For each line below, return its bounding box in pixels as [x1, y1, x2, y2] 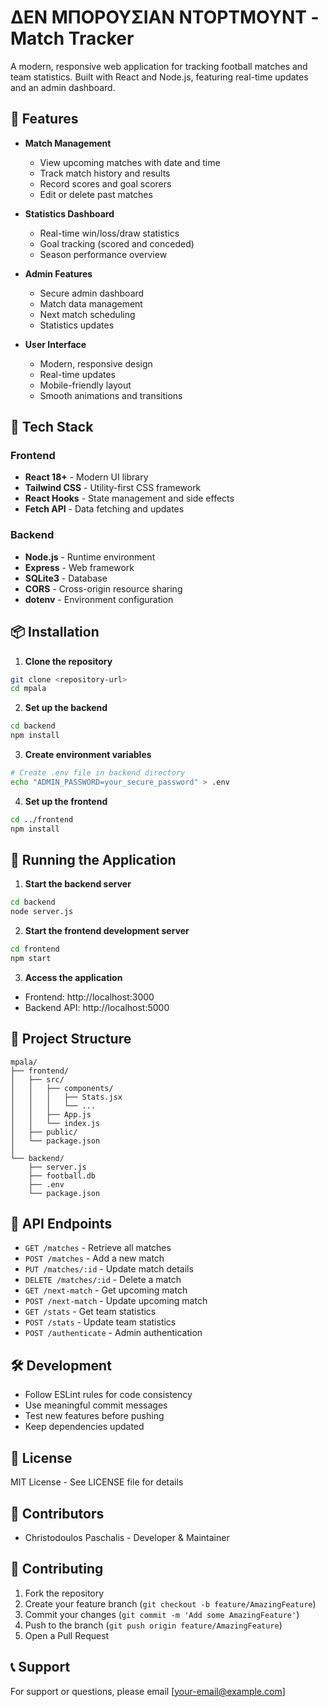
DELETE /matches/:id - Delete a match [24, 1274, 182, 1286]
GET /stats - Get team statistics [24, 1306, 157, 1318]
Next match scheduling [39, 308, 136, 320]
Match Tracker [10, 27, 135, 50]
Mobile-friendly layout [39, 379, 132, 391]
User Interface [24, 338, 87, 350]
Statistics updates [39, 319, 115, 331]
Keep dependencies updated [24, 1421, 145, 1433]
